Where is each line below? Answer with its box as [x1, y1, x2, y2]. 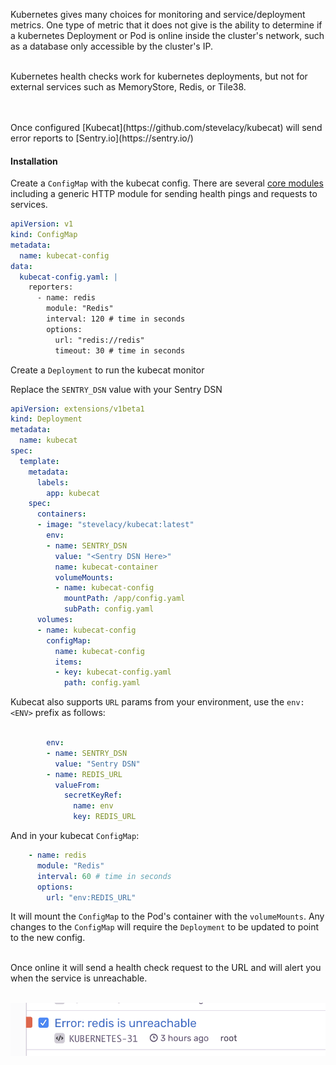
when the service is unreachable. [10, 972, 148, 984]
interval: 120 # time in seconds [46, 314, 186, 324]
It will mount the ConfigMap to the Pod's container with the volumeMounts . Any [10, 910, 325, 923]
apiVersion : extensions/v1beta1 [10, 404, 145, 414]
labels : [36, 477, 70, 488]
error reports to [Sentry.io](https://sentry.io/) [10, 132, 194, 144]
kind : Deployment [10, 414, 83, 424]
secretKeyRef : [63, 790, 123, 801]
